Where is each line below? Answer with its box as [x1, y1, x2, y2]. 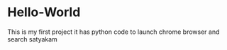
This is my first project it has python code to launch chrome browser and [7, 27, 220, 36]
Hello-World [7, 4, 81, 20]
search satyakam [7, 35, 58, 43]
